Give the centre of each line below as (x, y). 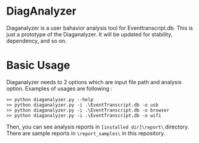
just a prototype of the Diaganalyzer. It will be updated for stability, (89, 34)
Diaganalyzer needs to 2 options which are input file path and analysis (94, 82)
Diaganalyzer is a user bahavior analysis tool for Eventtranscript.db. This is (99, 28)
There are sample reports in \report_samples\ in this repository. (86, 133)
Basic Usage (38, 65)
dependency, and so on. (36, 41)
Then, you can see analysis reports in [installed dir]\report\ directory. (98, 127)
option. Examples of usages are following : (59, 88)
